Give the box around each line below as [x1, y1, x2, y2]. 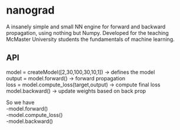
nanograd [6, 4, 55, 17]
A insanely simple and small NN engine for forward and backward [6, 23, 166, 30]
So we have [6, 99, 35, 106]
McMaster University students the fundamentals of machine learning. [6, 35, 175, 43]
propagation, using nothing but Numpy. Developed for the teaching [6, 29, 169, 36]
